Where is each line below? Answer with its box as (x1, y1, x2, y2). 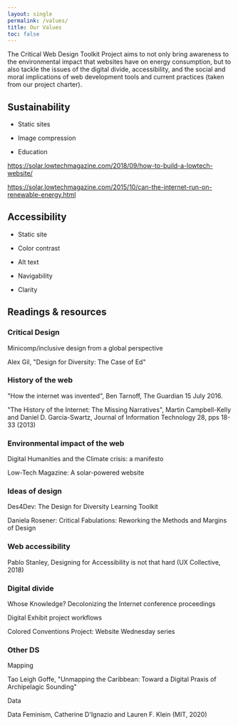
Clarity (17, 285, 38, 293)
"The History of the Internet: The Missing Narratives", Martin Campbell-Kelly (7, 405, 232, 414)
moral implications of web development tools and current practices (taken (7, 73, 224, 81)
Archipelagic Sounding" (7, 682, 77, 691)
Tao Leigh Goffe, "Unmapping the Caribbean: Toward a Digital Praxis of (7, 675, 217, 684)
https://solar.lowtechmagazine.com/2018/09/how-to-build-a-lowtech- (7, 161, 213, 170)
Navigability (17, 271, 53, 280)
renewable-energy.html (7, 191, 76, 199)
